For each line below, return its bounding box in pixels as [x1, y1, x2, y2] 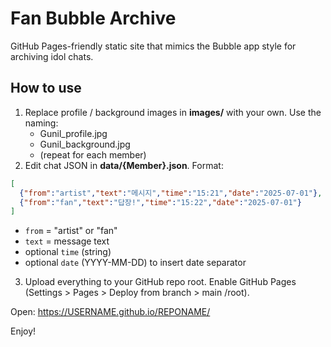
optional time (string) [24, 246, 112, 258]
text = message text [24, 235, 110, 247]
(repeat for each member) [39, 148, 147, 161]
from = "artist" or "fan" [24, 225, 118, 237]
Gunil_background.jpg [39, 138, 131, 150]
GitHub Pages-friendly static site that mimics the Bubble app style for [10, 40, 297, 52]
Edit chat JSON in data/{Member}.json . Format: [24, 159, 224, 171]
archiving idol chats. [10, 50, 94, 62]
